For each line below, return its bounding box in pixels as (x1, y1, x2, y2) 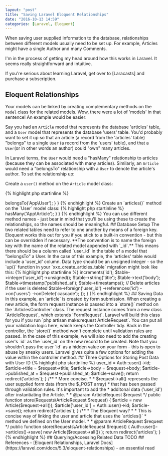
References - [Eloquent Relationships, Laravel (5, 439, 100, 446)
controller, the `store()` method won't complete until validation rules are (5, 328, 152, 334)
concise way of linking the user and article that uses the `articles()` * (5, 413, 147, 419)
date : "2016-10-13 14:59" (5, 17, 59, 22)
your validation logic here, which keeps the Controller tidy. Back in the (5, 323, 150, 329)
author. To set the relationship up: (5, 171, 75, 177)
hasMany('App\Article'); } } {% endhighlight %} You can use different (5, 211, 147, 217)
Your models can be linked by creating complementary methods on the (5, 104, 152, 110)
